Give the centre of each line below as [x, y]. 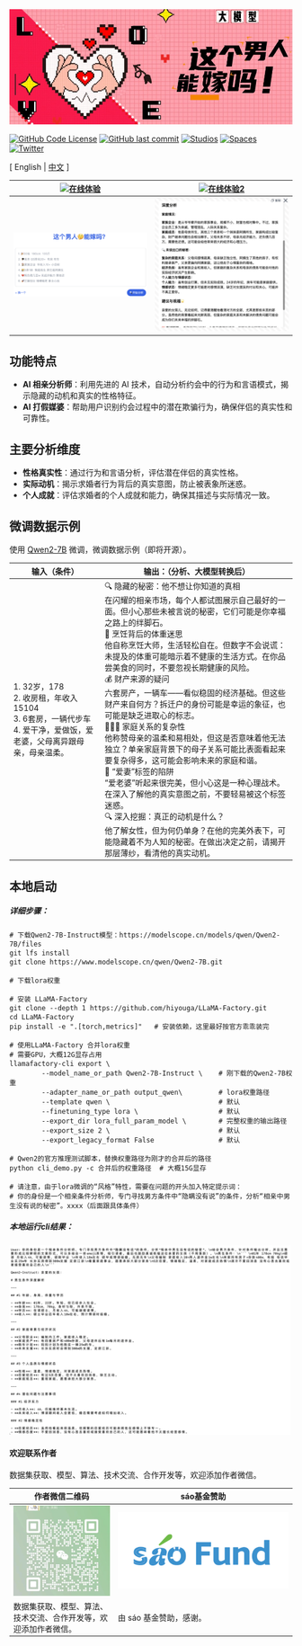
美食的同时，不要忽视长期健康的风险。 [183, 667]
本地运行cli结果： [41, 1227]
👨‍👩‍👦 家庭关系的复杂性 [145, 726]
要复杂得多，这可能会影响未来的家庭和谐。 [183, 760]
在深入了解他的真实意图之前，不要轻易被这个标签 [195, 794]
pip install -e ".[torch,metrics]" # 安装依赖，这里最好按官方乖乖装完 [139, 1027]
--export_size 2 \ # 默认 [141, 1130]
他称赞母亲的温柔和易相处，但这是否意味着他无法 [195, 737]
